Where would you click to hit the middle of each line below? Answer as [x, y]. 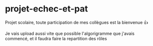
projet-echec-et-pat [46, 9]
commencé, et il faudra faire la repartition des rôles [56, 38]
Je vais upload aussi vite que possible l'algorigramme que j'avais [70, 33]
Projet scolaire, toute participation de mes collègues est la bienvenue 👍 [77, 22]
